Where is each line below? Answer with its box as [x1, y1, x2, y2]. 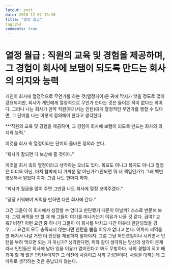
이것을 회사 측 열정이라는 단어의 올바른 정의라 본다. [5, 141, 106, 147]
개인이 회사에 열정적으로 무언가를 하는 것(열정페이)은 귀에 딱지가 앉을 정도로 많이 [5, 93, 165, 99]
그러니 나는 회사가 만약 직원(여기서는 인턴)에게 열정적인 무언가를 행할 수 [12, 106, 154, 112]
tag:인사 [5, 21, 22, 27]
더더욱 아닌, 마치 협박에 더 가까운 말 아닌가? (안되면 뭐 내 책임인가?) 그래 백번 [10, 169, 163, 175]
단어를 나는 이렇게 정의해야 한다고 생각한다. [17, 113, 103, 119]
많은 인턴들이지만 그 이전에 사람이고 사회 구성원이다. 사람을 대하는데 [25, 252, 160, 258]
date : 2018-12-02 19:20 [5, 12, 56, 17]
